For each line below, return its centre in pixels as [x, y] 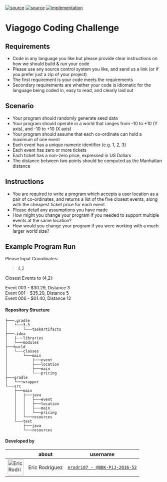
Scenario [19, 106]
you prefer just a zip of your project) [50, 74]
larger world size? [31, 231]
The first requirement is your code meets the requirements [73, 80]
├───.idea [15, 334]
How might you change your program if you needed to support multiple [86, 215]
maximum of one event [36, 139]
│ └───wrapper [22, 382]
